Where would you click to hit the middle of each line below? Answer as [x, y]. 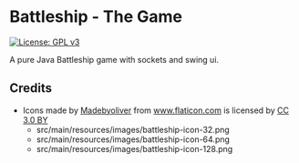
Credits [31, 88]
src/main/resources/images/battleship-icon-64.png [133, 139]
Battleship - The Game [96, 17]
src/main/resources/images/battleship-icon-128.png [134, 148]
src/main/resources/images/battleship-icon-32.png [133, 129]
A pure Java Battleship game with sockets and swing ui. [114, 59]
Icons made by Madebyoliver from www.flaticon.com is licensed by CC [156, 110]
